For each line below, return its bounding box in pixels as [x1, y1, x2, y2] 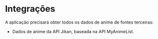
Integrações [5, 3, 55, 14]
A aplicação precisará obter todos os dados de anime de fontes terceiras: [5, 19, 154, 25]
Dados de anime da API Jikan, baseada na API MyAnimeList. [12, 28, 134, 34]
